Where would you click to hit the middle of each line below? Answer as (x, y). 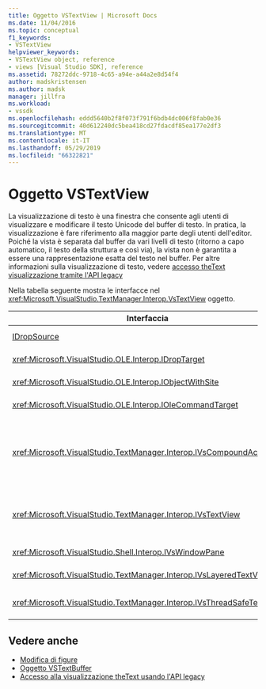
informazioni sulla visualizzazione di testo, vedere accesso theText (117, 267)
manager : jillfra (37, 97)
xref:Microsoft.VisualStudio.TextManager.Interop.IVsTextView (126, 515)
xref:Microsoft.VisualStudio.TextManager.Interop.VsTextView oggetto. (122, 299)
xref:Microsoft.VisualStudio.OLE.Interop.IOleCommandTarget (125, 405)
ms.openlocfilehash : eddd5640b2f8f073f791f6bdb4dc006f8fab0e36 (115, 119)
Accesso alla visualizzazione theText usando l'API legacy (112, 676)
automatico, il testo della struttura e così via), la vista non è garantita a (123, 250)
